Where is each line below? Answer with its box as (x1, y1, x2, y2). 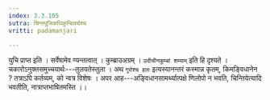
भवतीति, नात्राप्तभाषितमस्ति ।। (8, 82, 87, 92)
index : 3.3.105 (8, 11, 60, 20)
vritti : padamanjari (8, 26, 78, 34)
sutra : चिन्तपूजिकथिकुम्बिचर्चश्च (8, 19, 87, 27)
